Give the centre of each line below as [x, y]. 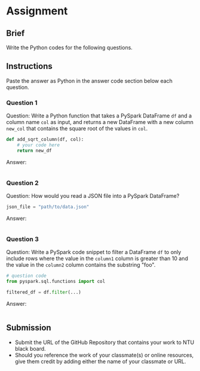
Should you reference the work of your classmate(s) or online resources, [104, 355]
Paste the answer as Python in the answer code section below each [90, 81]
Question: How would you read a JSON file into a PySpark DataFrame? [93, 196]
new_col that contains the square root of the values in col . [77, 129]
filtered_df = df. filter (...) [44, 292]
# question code [26, 276]
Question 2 [22, 183]
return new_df [34, 150]
